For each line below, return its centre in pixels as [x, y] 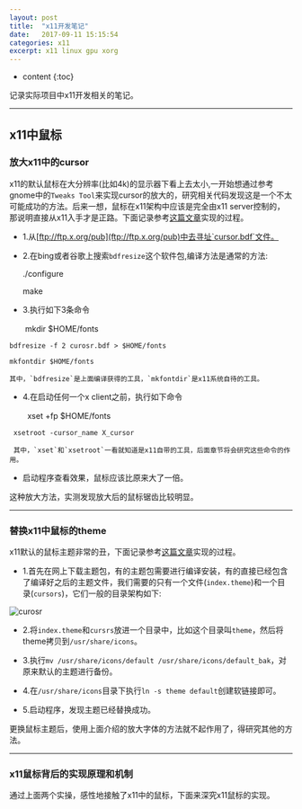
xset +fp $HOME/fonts [69, 415]
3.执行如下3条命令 [56, 309]
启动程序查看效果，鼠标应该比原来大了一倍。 [105, 477]
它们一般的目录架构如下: [117, 593]
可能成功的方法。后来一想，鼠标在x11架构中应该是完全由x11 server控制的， [147, 206]
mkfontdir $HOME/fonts [52, 361]
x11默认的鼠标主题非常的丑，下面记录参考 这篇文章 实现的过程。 [125, 552]
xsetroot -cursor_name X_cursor [74, 432]
